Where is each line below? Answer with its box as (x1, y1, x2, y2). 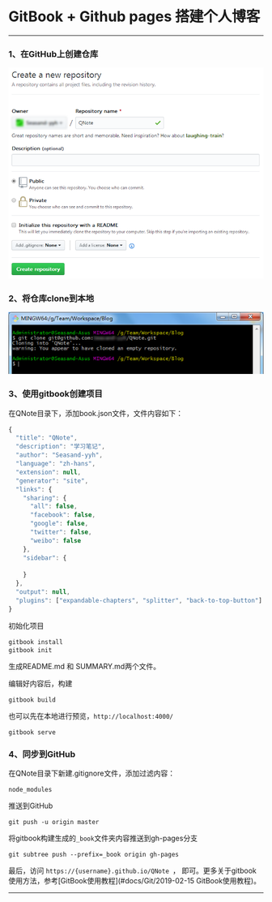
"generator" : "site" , (15, 476, 89, 485)
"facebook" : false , (29, 511, 96, 519)
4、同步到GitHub (8, 748, 75, 759)
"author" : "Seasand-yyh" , (15, 451, 104, 459)
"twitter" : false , (29, 528, 92, 536)
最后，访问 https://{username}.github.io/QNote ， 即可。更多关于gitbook (8, 865, 257, 876)
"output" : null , (15, 588, 70, 596)
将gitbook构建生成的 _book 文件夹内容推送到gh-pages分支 (8, 833, 198, 844)
